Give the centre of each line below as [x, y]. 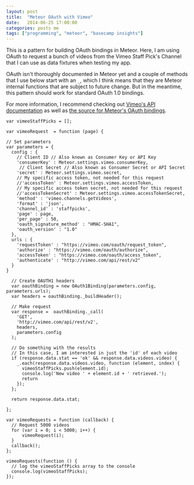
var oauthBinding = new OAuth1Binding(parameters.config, [84, 286]
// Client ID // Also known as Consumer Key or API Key [87, 157]
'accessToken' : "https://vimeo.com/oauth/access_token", [89, 255]
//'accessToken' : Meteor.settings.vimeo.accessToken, [85, 183]
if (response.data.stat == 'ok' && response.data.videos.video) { [94, 358]
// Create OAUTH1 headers [43, 281]
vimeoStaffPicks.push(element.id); [65, 368]
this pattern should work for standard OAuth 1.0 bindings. [76, 93]
